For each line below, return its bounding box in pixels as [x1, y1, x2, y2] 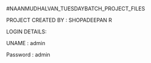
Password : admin [6, 51, 51, 58]
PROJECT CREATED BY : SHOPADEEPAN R [6, 17, 113, 23]
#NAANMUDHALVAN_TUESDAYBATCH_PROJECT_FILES [6, 5, 146, 12]
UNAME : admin [6, 40, 46, 46]
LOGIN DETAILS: [6, 28, 47, 35]
